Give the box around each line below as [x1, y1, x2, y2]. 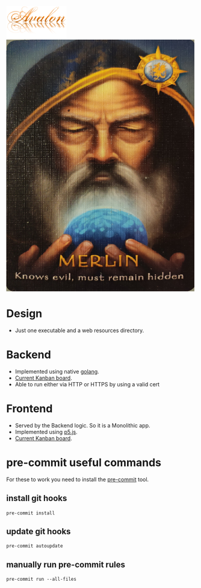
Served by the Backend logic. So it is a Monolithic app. [14, 421, 150, 429]
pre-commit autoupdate [6, 543, 63, 549]
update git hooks [6, 526, 71, 537]
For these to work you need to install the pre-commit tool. [6, 476, 149, 483]
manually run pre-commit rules [6, 559, 125, 570]
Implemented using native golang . [14, 368, 99, 375]
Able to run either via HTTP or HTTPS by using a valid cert [14, 380, 160, 388]
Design [6, 307, 43, 321]
